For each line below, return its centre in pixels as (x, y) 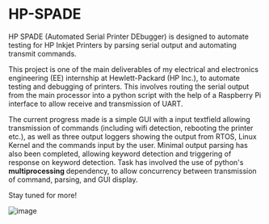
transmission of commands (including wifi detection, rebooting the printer (131, 128)
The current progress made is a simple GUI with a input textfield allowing (129, 119)
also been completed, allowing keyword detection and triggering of (120, 154)
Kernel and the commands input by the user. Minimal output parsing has (128, 145)
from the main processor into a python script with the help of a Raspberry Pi (135, 95)
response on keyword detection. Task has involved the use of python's (126, 162)
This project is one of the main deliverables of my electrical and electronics (133, 69)
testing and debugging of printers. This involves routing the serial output (129, 87)
